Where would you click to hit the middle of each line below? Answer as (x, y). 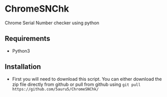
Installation (23, 67)
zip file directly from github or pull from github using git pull (76, 84)
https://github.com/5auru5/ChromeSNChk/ (55, 89)
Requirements (27, 39)
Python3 (21, 51)
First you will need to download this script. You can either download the (87, 79)
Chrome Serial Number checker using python (52, 23)
